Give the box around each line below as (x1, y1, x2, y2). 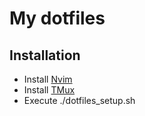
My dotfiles (9, 7, 106, 30)
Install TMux (23, 84, 76, 96)
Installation (9, 47, 81, 64)
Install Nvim (23, 73, 73, 85)
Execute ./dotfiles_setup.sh (23, 95, 136, 106)
